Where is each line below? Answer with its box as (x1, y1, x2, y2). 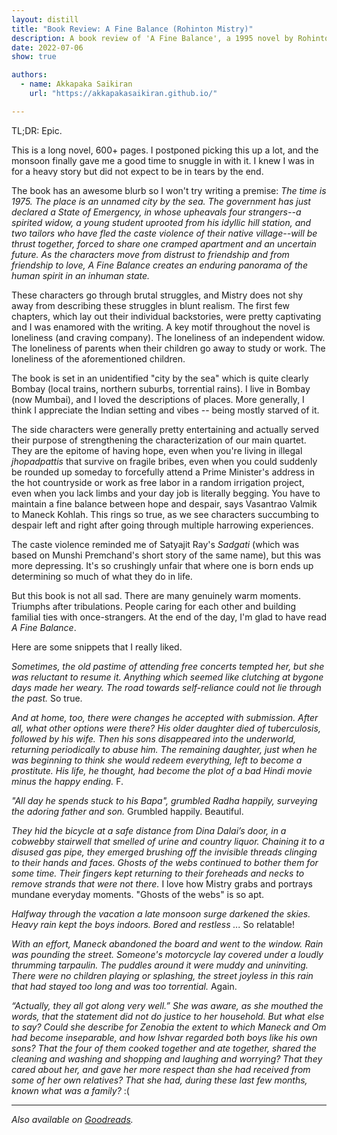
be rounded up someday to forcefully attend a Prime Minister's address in (11, 466, 315, 478)
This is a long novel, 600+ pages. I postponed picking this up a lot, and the (11, 144, 319, 156)
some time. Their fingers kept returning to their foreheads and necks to (11, 867, 305, 879)
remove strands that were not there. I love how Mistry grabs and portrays (11, 877, 313, 890)
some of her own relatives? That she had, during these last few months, (11, 1074, 308, 1086)
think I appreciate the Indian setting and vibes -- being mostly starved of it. (11, 404, 320, 416)
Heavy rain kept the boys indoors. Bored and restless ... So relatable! (11, 918, 296, 930)
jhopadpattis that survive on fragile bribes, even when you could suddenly (11, 455, 318, 467)
